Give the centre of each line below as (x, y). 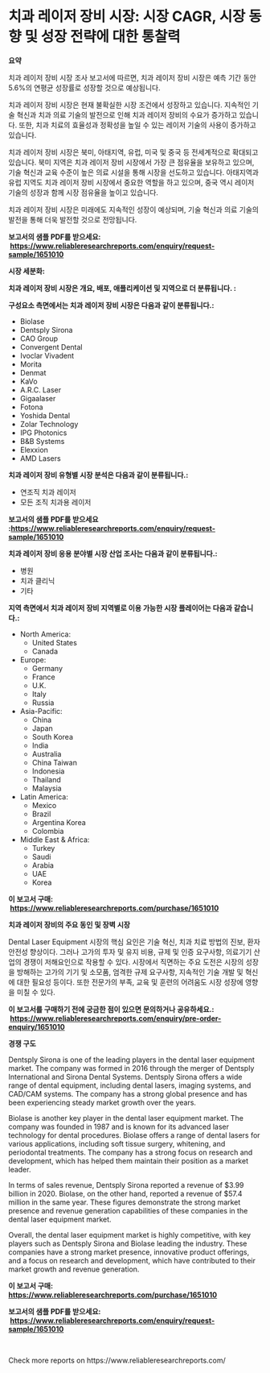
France (44, 677)
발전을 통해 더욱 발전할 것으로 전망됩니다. (73, 219)
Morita (31, 364)
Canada (45, 651)
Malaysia (47, 788)
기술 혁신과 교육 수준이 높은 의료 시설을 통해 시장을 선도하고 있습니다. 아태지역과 (134, 172)
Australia (47, 753)
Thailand (47, 779)
